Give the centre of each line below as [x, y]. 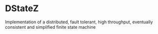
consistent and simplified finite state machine [50, 27]
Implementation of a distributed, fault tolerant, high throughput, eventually [79, 22]
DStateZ [22, 8]
